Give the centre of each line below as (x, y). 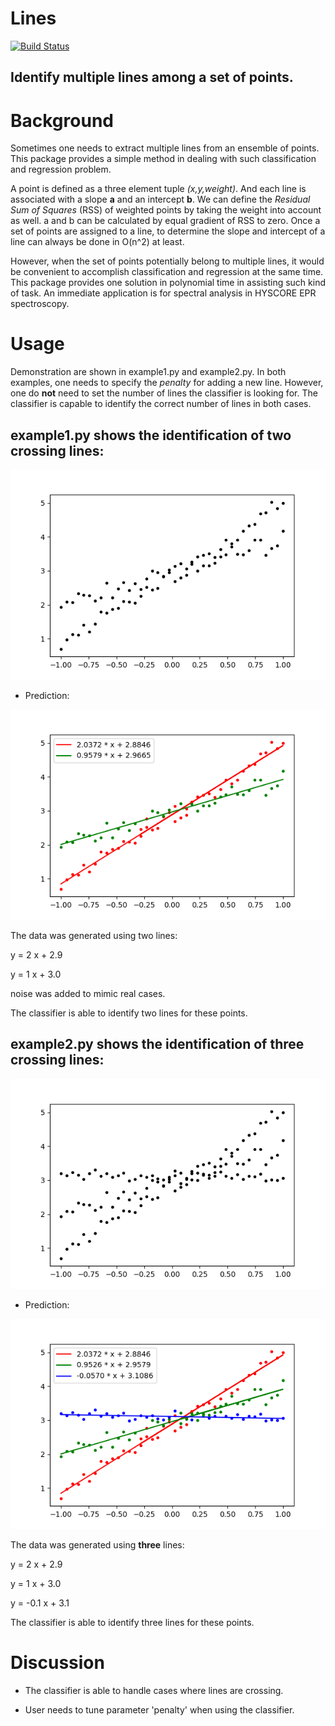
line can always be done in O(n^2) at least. (97, 242)
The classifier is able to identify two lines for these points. (129, 1013)
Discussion (57, 1663)
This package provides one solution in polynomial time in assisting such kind (168, 283)
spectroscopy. (40, 304)
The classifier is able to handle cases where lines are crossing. (154, 1690)
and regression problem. (61, 169)
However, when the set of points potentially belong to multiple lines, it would (167, 261)
